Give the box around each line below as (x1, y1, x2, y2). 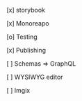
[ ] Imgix (6, 86, 31, 94)
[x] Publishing (6, 46, 47, 54)
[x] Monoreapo (6, 19, 49, 27)
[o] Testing (6, 33, 38, 41)
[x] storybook (6, 6, 46, 14)
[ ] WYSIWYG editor (6, 73, 63, 81)
